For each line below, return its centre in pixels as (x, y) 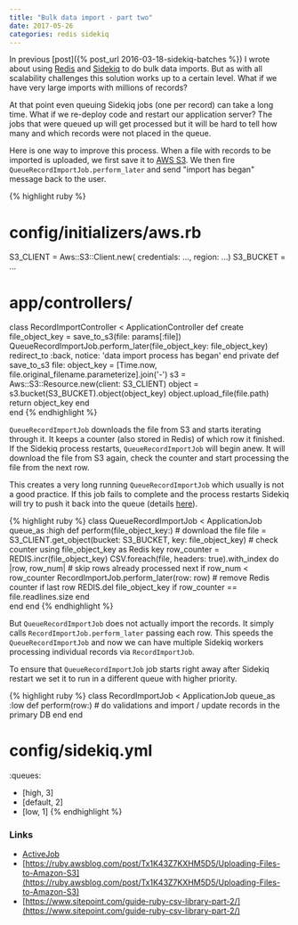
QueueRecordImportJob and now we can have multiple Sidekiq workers (137, 643)
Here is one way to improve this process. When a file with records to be (140, 151)
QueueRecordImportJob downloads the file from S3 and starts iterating (135, 430)
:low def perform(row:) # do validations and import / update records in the (145, 706)
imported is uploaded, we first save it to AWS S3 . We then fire (122, 160)
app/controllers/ (71, 303)
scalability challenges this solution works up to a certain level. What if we (143, 78)
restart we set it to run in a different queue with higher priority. (123, 679)
